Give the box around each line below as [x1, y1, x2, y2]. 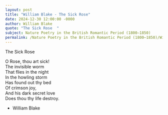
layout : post [5, 7, 32, 12]
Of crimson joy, [5, 85, 36, 91]
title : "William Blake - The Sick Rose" [5, 12, 91, 17]
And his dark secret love [5, 90, 55, 96]
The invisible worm [5, 63, 44, 70]
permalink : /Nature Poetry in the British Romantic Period [5, 35, 131, 40]
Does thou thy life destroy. [5, 95, 59, 101]
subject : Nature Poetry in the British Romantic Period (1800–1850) [5, 30, 151, 35]
